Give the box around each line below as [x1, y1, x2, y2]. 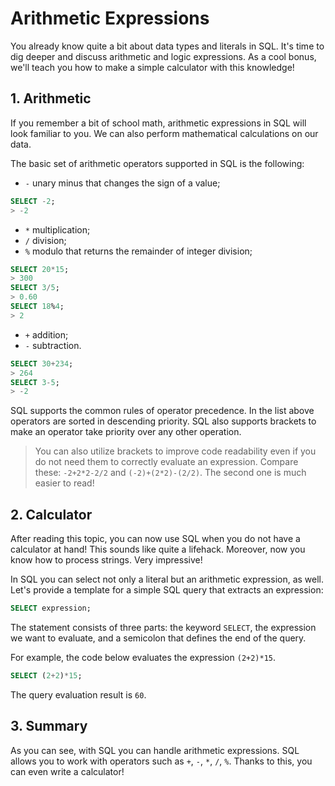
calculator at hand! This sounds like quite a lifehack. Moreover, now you [10, 543, 306, 556]
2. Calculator [10, 506, 93, 523]
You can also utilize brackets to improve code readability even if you [34, 445, 317, 457]
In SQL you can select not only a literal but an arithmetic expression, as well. [10, 573, 325, 586]
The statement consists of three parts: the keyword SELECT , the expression [10, 621, 317, 633]
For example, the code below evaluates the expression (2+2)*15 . [10, 651, 277, 663]
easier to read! [34, 477, 95, 489]
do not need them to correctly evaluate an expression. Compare [34, 456, 299, 468]
